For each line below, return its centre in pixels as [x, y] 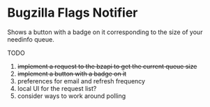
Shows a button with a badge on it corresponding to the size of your [105, 32]
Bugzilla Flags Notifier [73, 13]
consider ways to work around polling [72, 96]
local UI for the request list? [57, 88]
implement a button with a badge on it [72, 74]
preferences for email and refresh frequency [81, 81]
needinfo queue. [31, 39]
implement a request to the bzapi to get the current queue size [107, 66]
